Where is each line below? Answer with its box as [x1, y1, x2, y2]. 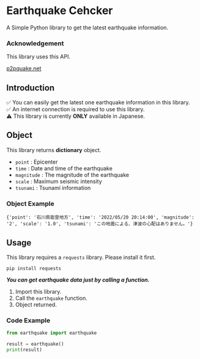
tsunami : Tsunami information [15, 184, 91, 191]
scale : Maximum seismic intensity [15, 178, 102, 185]
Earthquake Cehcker [6, 4, 113, 18]
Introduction [6, 82, 55, 93]
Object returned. [15, 300, 57, 308]
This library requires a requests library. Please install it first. [6, 253, 156, 261]
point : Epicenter [15, 158, 58, 165]
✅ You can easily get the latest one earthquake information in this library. [6, 99, 191, 106]
